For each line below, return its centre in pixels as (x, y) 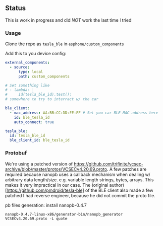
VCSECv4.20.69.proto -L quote (36, 219)
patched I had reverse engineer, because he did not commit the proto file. (80, 195)
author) (117, 185)
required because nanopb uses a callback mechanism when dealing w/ (78, 174)
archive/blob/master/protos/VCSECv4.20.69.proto (56, 169)
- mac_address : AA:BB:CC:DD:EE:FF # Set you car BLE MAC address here (84, 113)
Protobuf (16, 153)
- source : (20, 67)
